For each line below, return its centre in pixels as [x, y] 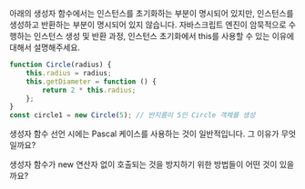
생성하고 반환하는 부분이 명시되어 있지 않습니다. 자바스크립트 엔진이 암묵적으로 [148, 25]
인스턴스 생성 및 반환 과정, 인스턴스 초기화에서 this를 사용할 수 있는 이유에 [163, 36]
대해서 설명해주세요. [45, 47]
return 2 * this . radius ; [89, 90]
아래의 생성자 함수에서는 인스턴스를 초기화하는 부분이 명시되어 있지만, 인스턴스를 [152, 13]
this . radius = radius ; [69, 73]
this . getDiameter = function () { [91, 81]
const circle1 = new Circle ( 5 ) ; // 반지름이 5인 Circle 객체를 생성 [132, 115]
